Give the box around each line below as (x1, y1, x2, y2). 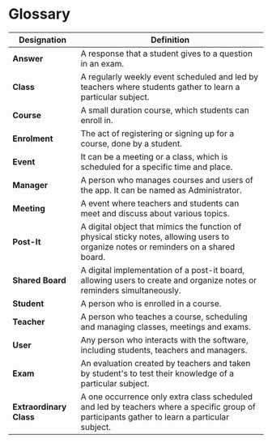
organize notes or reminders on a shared (80, 241, 236, 252)
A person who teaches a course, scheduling (80, 311, 249, 322)
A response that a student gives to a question (80, 48, 253, 59)
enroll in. (80, 114, 113, 126)
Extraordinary (12, 401, 67, 412)
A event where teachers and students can (80, 198, 240, 209)
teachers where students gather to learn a (80, 81, 240, 92)
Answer (12, 53, 44, 64)
